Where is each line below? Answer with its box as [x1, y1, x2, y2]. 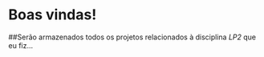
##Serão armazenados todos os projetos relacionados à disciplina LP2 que [8, 32, 257, 42]
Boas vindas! [8, 6, 97, 24]
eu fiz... [8, 40, 34, 50]
